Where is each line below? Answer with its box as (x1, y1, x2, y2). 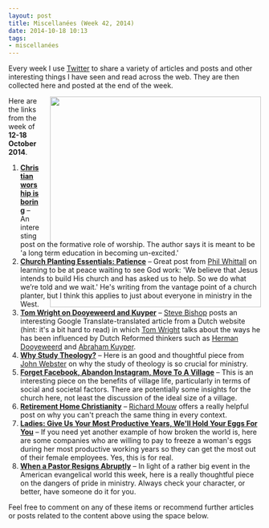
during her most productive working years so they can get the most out (19, 445, 256, 454)
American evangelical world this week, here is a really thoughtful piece (19, 470, 255, 480)
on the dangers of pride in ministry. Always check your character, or (19, 478, 246, 488)
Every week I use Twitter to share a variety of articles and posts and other (8, 63, 253, 73)
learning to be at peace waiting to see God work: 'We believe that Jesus (19, 266, 259, 275)
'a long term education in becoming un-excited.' (19, 248, 179, 258)
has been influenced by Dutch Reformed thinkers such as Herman (19, 334, 238, 343)
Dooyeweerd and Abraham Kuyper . (19, 342, 137, 351)
